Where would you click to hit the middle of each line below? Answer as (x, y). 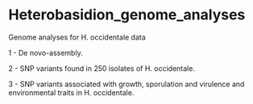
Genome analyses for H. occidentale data (77, 37)
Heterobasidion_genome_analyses (127, 15)
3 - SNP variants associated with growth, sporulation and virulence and (126, 84)
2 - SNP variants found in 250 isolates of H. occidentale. (102, 68)
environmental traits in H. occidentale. (71, 92)
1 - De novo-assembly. (46, 52)
